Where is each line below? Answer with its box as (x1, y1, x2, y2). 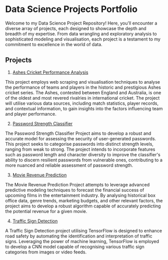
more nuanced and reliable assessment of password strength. (5, 162, 133, 168)
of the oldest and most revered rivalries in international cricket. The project (5, 95, 160, 101)
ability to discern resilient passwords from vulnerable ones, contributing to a (5, 157, 163, 163)
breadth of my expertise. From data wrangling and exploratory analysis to (5, 31, 157, 37)
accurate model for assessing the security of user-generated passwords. (5, 135, 156, 141)
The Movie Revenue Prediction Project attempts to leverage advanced (5, 181, 150, 187)
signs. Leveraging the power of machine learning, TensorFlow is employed (5, 238, 159, 244)
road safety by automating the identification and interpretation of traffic (5, 233, 152, 239)
